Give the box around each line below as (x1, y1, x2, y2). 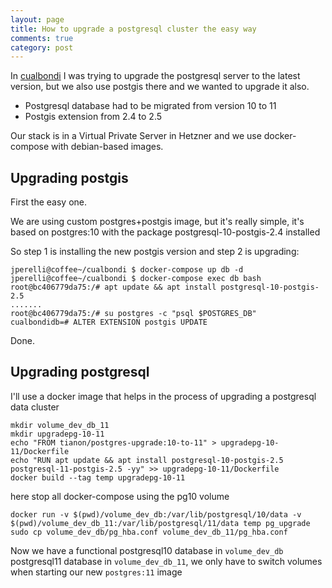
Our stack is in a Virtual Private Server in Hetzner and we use (10, 130, 262, 142)
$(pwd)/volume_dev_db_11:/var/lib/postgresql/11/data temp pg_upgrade (10, 518, 311, 528)
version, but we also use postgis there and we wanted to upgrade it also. (10, 81, 310, 93)
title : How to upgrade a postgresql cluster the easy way (10, 24, 257, 34)
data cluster (10, 401, 60, 413)
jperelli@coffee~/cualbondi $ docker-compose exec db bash (10, 274, 262, 284)
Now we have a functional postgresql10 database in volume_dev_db (10, 544, 284, 556)
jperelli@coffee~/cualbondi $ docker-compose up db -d (10, 265, 244, 275)
